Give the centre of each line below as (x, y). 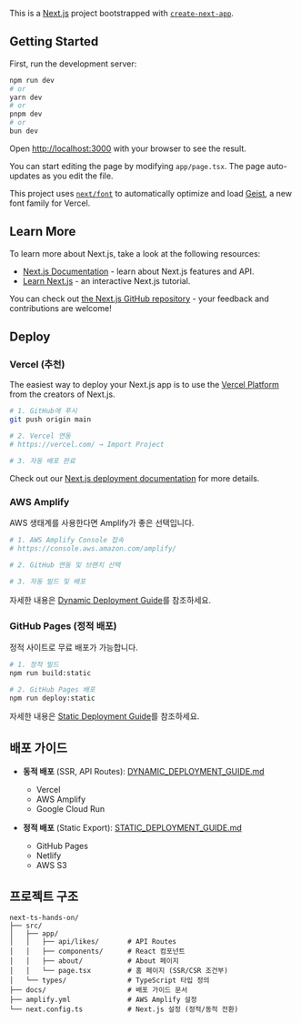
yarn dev (26, 97)
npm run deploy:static (52, 698)
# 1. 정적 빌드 (34, 664)
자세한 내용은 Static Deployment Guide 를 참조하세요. (105, 716)
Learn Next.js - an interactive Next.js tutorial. (106, 280)
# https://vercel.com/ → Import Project (87, 445)
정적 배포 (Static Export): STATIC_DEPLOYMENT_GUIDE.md (132, 828)
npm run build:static (50, 673)
